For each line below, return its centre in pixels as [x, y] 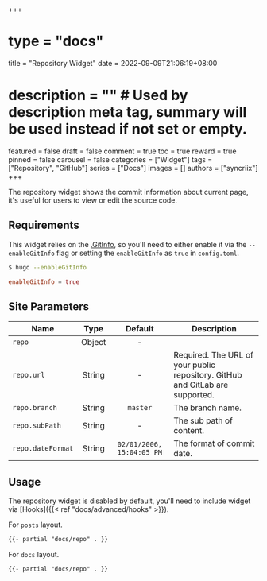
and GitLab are [201, 385]
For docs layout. [34, 554]
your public [195, 365]
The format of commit [214, 443]
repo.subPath [37, 426]
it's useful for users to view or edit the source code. [93, 200]
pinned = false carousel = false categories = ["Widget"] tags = [110, 159]
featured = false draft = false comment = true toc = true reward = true [122, 151]
